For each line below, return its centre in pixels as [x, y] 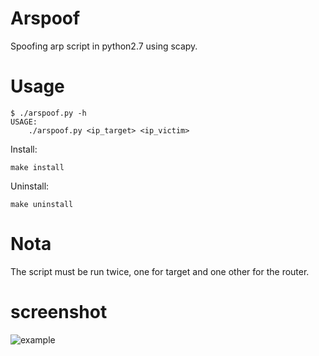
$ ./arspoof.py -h [48, 113]
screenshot [59, 312]
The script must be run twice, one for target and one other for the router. [160, 271]
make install [37, 167]
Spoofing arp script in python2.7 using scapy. [104, 46]
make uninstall [42, 204]
